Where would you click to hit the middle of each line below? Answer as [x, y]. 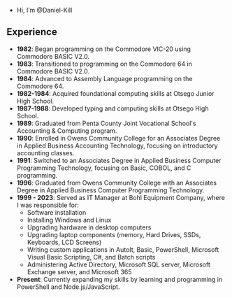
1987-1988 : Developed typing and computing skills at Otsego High [113, 108]
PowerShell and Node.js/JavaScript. [68, 287]
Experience [32, 32]
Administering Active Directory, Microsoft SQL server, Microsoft [119, 264]
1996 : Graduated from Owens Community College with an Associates [117, 183]
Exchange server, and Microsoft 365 [79, 271]
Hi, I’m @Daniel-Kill [44, 10]
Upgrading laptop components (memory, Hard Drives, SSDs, [114, 234]
